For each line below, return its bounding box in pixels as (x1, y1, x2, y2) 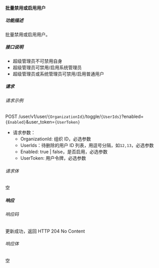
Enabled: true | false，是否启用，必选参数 (20, 149, 108, 155)
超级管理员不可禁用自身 (12, 58, 62, 64)
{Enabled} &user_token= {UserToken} (5, 119, 80, 125)
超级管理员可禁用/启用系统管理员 (12, 64, 82, 70)
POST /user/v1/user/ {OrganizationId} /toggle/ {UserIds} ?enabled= (5, 113, 144, 120)
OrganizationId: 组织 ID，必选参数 (20, 136, 91, 142)
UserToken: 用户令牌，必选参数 (20, 155, 86, 161)
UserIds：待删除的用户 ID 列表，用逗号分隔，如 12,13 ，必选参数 (20, 142, 154, 149)
